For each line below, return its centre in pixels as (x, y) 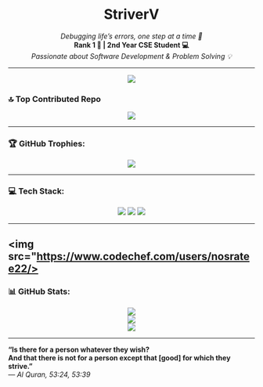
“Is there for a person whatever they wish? (79, 349)
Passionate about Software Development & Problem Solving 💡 (131, 56)
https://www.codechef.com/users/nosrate (143, 257)
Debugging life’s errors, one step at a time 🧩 (131, 36)
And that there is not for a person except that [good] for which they (119, 357)
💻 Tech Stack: (36, 191)
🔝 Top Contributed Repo (55, 99)
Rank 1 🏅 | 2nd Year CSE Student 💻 (131, 45)
